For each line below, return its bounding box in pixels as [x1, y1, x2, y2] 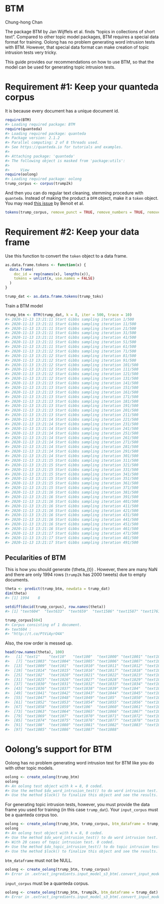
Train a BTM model [5, 303, 43, 309]
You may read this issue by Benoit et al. [5, 200, 84, 206]
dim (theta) [5, 591, 27, 596]
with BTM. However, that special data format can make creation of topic [5, 44, 149, 50]
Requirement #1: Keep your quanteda [5, 81, 159, 93]
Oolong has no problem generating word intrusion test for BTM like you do [5, 760, 154, 765]
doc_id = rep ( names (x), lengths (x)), [14, 271, 91, 277]
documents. [5, 577, 29, 583]
